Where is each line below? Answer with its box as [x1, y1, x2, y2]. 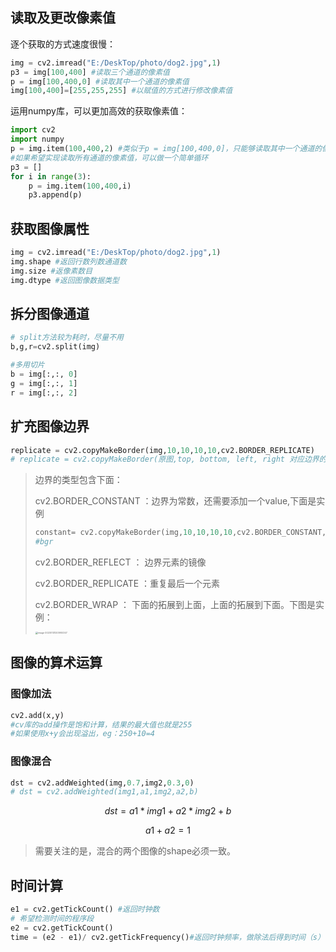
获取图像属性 [10, 220, 90, 237]
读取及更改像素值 [10, 9, 116, 27]
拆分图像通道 [10, 306, 90, 323]
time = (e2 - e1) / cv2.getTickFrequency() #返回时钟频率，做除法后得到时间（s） [10, 932, 325, 942]
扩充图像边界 [10, 418, 90, 435]
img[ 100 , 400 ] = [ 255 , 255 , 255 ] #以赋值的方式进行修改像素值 [10, 86, 233, 96]
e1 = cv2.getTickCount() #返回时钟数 [10, 904, 160, 915]
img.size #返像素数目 [10, 266, 93, 276]
